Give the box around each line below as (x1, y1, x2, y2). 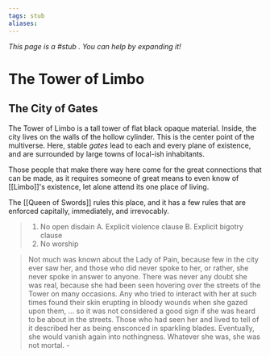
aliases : (8, 19, 38, 27)
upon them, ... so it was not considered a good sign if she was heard (27, 306, 256, 316)
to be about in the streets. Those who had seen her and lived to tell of (27, 314, 260, 324)
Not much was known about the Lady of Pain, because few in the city (27, 254, 260, 264)
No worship (39, 239, 79, 249)
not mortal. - (27, 340, 70, 350)
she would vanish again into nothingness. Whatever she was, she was (27, 332, 260, 341)
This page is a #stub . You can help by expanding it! (8, 41, 181, 51)
